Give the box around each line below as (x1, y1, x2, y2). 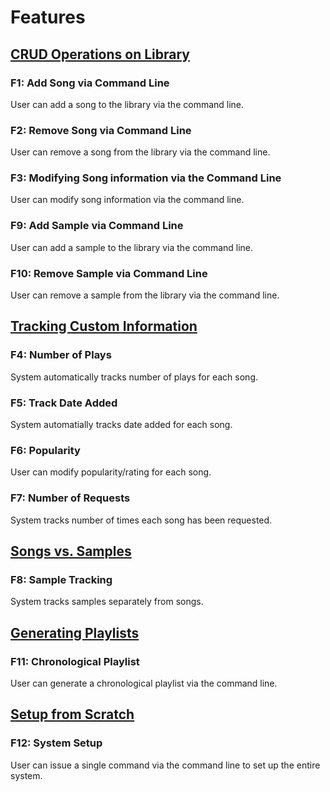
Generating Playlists (10, 624, 140, 641)
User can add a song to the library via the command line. (10, 98, 245, 110)
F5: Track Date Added (10, 396, 118, 410)
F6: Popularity (10, 443, 81, 457)
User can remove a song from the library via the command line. (10, 146, 271, 158)
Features (10, 6, 86, 29)
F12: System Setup (10, 736, 103, 750)
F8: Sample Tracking (10, 572, 113, 586)
